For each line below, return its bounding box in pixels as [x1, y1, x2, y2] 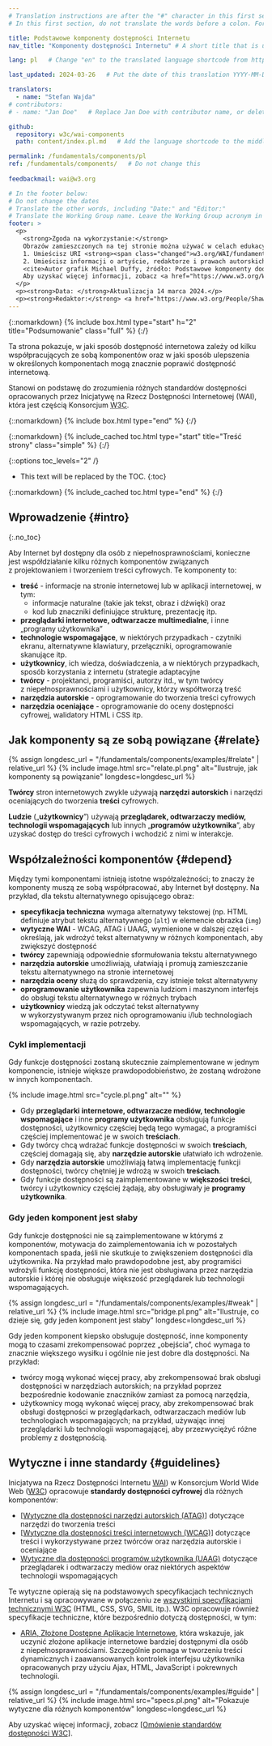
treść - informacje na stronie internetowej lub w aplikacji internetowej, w [19, 581, 261, 590]
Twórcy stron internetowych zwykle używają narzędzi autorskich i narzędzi [8, 787, 263, 798]
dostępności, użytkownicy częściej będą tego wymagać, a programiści [19, 1123, 257, 1133]
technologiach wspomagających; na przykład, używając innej [19, 1415, 225, 1425]
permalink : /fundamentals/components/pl [8, 152, 147, 160]
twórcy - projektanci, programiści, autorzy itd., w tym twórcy [19, 675, 224, 685]
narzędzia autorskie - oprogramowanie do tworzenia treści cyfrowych [19, 692, 257, 702]
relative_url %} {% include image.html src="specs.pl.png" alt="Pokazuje [8, 1695, 249, 1705]
